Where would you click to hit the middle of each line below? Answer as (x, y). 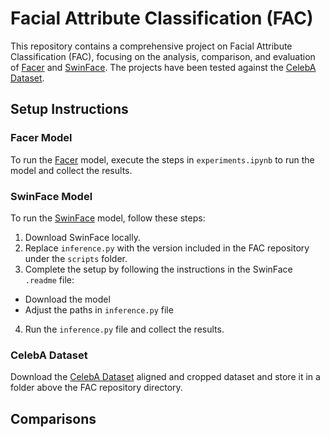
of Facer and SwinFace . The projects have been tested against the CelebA (163, 67)
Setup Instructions (69, 109)
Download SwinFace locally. (82, 237)
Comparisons (53, 418)
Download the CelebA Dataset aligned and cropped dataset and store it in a (165, 377)
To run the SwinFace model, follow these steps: (108, 218)
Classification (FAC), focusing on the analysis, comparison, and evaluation (163, 56)
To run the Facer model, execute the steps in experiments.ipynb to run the (162, 159)
